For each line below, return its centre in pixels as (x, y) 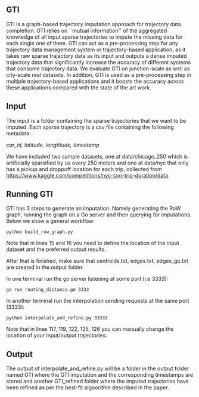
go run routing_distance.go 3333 (48, 290)
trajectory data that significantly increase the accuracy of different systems (99, 62)
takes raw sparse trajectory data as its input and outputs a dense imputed (97, 55)
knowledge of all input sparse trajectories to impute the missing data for (94, 37)
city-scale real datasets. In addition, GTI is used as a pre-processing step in (99, 75)
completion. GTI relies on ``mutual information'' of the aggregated (87, 30)
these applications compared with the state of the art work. (79, 87)
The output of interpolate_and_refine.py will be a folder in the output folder (98, 368)
